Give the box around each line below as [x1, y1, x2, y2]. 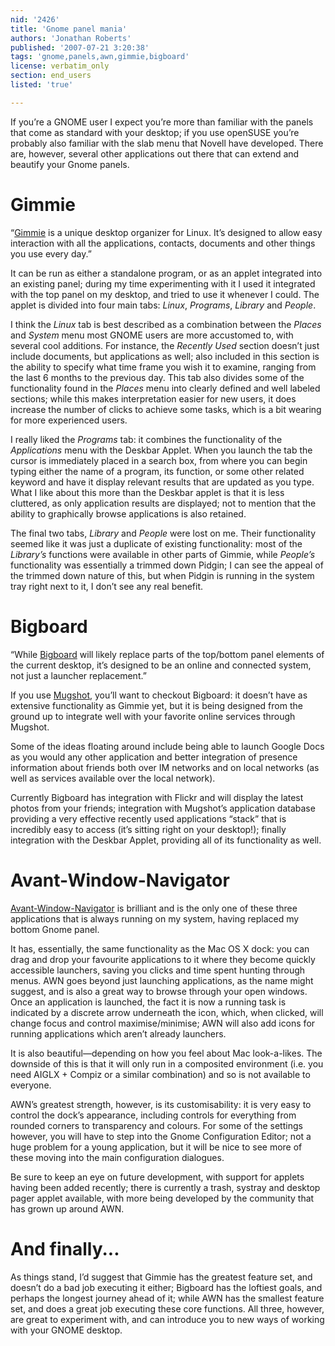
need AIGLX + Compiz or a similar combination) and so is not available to [10, 1068, 311, 1080]
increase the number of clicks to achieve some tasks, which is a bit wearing [10, 403, 322, 415]
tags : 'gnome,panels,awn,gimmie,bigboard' [10, 52, 190, 62]
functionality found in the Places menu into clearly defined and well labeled [10, 382, 321, 394]
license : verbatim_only [10, 61, 110, 71]
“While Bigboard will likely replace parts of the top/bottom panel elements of [10, 648, 325, 660]
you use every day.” [10, 247, 92, 260]
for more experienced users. [10, 414, 128, 426]
